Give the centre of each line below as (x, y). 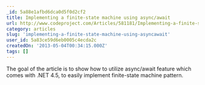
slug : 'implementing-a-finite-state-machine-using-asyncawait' (88, 35)
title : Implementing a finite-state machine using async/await (88, 18)
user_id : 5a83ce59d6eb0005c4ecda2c (52, 40)
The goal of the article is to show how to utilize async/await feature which (99, 69)
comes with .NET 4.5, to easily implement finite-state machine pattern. (95, 75)
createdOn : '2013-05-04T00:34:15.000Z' (57, 46)
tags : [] (17, 52)
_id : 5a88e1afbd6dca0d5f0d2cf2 (46, 12)
